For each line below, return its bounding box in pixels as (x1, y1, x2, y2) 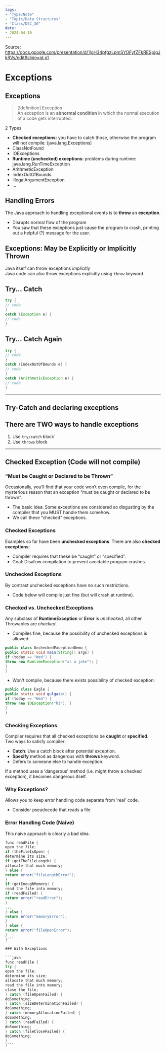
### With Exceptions (5, 946, 48, 951)
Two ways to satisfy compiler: (5, 738, 66, 744)
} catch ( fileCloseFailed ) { (5, 1029, 65, 1034)
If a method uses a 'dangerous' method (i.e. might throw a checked (5, 768, 142, 774)
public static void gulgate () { (5, 691, 72, 697)
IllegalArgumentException (12, 177, 65, 183)
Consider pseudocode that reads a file (12, 807, 91, 813)
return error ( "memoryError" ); (5, 914, 68, 919)
